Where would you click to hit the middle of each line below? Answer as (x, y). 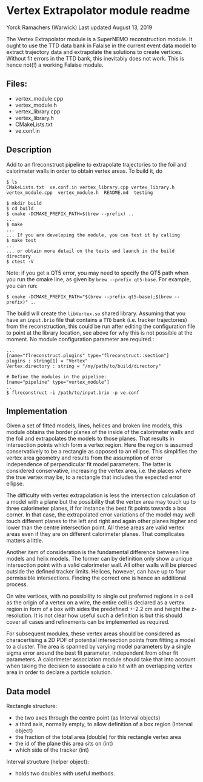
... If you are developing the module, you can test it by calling (93, 235)
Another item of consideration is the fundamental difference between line (98, 552)
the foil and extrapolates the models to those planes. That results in (90, 439)
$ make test (21, 240)
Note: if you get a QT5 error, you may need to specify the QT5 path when (98, 273)
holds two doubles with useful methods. (65, 774)
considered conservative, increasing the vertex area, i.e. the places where (99, 471)
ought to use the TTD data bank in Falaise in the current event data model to (101, 45)
